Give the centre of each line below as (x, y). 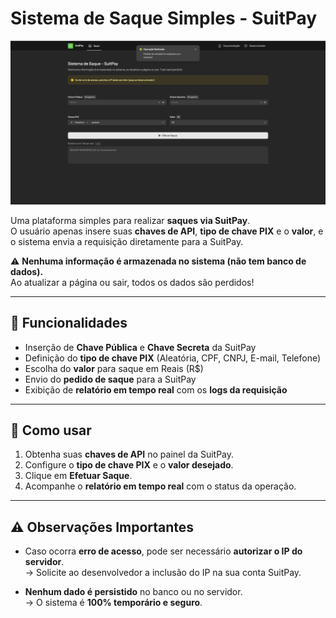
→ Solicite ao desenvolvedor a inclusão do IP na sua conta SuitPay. (163, 573)
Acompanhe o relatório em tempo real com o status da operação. (160, 486)
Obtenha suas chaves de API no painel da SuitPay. (129, 454)
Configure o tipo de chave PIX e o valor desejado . (129, 465)
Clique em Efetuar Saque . (78, 476)
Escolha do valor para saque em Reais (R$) (114, 368)
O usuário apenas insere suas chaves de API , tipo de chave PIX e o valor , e (167, 231)
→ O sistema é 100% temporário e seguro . (113, 603)
